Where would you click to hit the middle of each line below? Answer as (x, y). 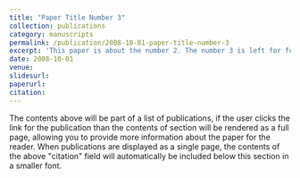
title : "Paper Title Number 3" (67, 17)
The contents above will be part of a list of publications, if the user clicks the (150, 118)
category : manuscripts (51, 34)
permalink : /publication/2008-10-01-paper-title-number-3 (119, 42)
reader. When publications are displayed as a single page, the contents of (145, 146)
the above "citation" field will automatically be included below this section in (149, 156)
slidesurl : (29, 76)
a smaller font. (36, 165)
